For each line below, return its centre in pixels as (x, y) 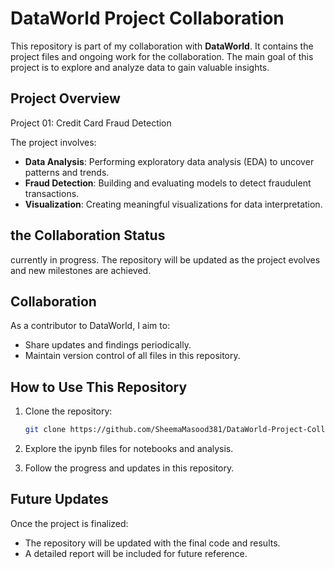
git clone (45, 430)
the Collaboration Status (88, 235)
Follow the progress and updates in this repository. (129, 468)
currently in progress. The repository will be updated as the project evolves (165, 259)
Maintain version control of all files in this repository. (132, 356)
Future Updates (59, 499)
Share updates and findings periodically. (108, 345)
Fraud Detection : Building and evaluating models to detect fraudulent (168, 183)
